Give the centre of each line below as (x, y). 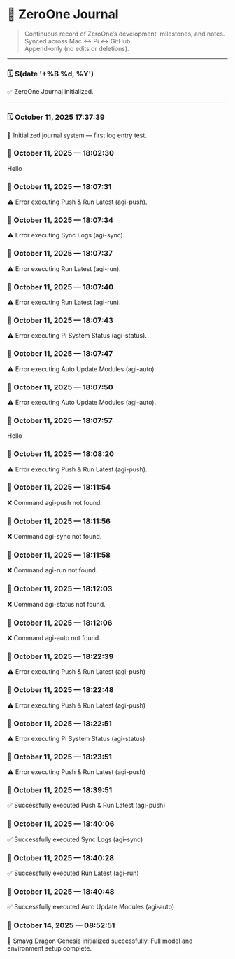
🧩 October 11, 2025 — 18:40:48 (61, 891)
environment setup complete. (50, 948)
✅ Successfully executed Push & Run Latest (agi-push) (86, 806)
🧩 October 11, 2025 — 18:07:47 (60, 354)
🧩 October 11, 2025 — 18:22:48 (60, 690)
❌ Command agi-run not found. (52, 570)
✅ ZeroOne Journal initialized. (50, 92)
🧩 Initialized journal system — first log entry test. (77, 135)
